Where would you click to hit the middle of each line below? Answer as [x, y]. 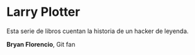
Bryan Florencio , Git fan [41, 44]
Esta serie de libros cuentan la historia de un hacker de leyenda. [98, 31]
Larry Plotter [43, 12]
